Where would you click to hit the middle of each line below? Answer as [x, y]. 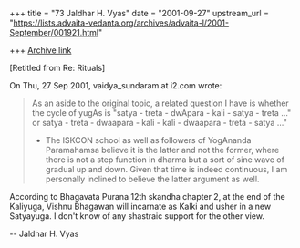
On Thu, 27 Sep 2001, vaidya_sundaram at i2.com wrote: [116, 85]
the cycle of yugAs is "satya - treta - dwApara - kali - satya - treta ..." [161, 113]
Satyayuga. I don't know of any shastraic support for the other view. [137, 216]
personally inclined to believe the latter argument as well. [152, 179]
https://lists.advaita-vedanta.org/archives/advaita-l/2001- [121, 23]
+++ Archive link [41, 50]
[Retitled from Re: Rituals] [57, 68]
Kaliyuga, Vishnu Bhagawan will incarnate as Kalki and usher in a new [140, 206]
